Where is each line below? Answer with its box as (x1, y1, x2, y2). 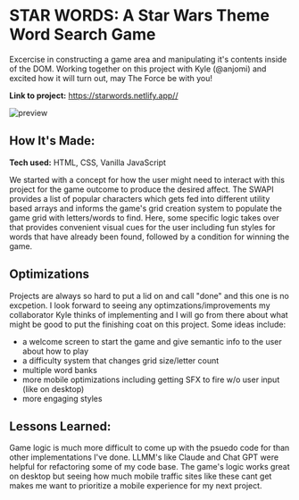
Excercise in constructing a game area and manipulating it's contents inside (9, 54, 287, 64)
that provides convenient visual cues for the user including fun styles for (9, 221, 276, 232)
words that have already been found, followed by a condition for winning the (9, 231, 290, 242)
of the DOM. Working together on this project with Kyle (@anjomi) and (9, 63, 267, 74)
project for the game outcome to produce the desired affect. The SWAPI (9, 184, 274, 195)
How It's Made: (9, 133, 96, 148)
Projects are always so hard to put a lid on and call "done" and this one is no (9, 290, 290, 301)
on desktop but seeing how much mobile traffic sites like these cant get (9, 471, 272, 482)
